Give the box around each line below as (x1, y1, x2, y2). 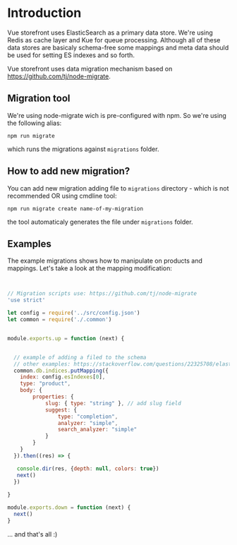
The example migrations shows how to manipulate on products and (7, 256, 202, 265)
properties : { (32, 393, 74, 400)
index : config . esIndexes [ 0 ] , (20, 373, 106, 381)
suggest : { (44, 406, 78, 414)
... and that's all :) (7, 529, 58, 538)
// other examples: (13, 360, 71, 368)
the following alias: (7, 119, 62, 127)
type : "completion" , (57, 413, 119, 420)
